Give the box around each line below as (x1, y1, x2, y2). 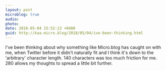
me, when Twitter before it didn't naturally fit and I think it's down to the (5, 49, 154, 55)
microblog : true (5, 12, 39, 17)
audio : (5, 16, 19, 21)
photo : (5, 21, 19, 26)
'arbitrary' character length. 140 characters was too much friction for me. (5, 55, 157, 60)
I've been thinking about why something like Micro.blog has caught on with (5, 44, 161, 50)
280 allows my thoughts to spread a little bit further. (5, 60, 113, 66)
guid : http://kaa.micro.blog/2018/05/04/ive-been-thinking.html (5, 30, 143, 35)
